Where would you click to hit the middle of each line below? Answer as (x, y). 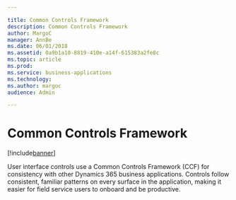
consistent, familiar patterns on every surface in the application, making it (114, 182)
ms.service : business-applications (60, 72)
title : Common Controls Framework (58, 20)
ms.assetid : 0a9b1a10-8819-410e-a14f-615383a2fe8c (83, 53)
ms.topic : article (34, 60)
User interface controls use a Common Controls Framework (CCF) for (108, 167)
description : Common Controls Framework (68, 27)
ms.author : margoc (34, 86)
